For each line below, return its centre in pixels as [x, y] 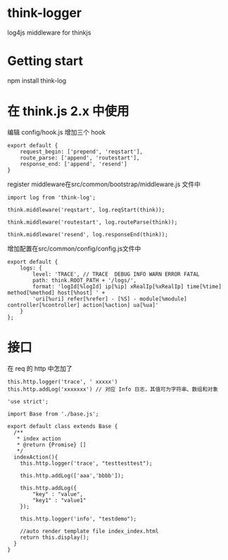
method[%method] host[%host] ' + [56, 293]
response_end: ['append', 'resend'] [74, 164]
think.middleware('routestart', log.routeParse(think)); [93, 222]
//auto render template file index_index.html [89, 531]
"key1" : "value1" [59, 500]
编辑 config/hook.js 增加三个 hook [56, 132]
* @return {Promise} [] [51, 445]
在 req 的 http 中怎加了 [40, 368]
